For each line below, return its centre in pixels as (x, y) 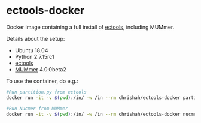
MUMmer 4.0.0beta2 (41, 69)
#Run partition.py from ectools (46, 92)
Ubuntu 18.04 (31, 50)
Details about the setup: (36, 38)
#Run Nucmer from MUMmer (37, 109)
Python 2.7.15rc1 (34, 56)
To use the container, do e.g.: (42, 81)
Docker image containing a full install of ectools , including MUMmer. (90, 27)
